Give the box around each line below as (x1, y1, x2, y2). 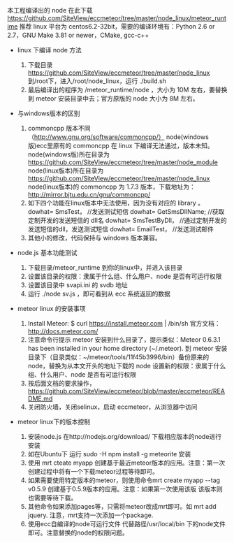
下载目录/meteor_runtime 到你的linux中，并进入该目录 (27, 263, 183, 271)
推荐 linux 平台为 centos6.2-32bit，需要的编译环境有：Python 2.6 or (19, 22, 215, 30)
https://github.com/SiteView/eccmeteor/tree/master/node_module (27, 158, 218, 166)
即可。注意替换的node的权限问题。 (27, 528, 129, 537)
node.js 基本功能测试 (17, 249, 78, 256)
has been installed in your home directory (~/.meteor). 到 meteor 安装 (27, 345, 228, 352)
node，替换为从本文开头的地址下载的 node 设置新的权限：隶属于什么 (27, 362, 226, 370)
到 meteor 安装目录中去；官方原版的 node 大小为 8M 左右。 (27, 94, 199, 103)
